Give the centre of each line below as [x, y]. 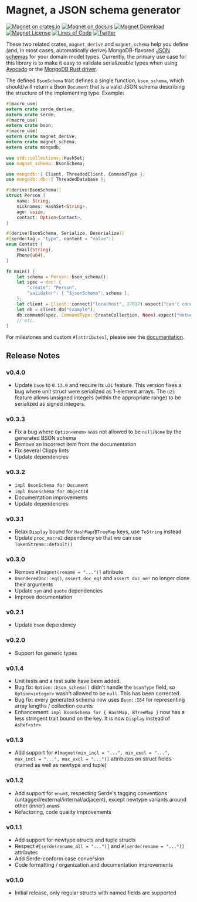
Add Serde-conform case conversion [59, 859]
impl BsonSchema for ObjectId [52, 492]
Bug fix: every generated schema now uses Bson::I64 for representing [100, 700]
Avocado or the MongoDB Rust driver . [52, 69]
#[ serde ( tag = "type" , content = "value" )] [60, 239]
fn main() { [21, 271]
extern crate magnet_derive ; [42, 137]
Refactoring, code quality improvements [63, 812]
